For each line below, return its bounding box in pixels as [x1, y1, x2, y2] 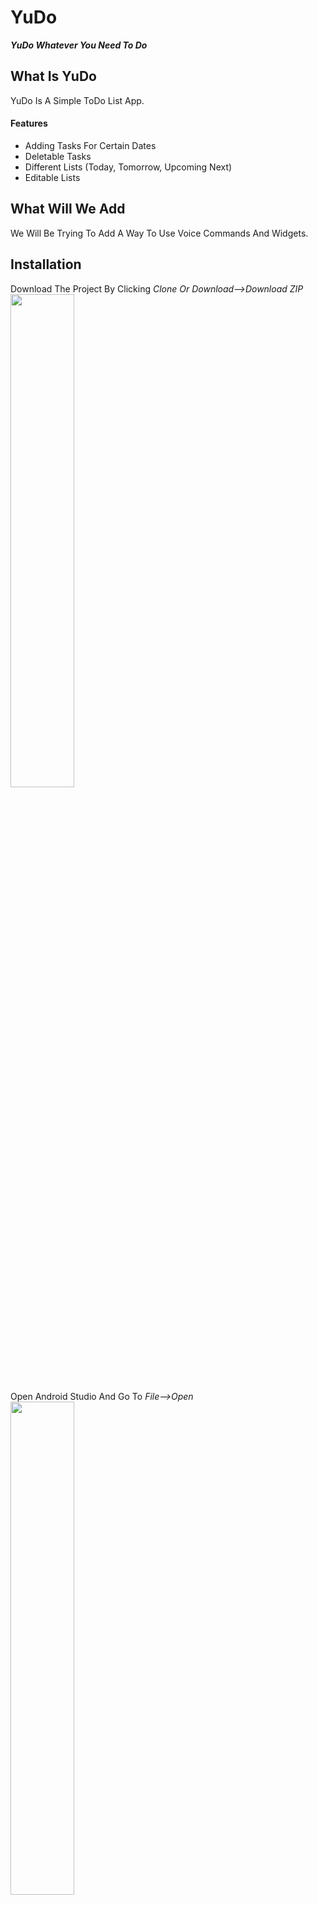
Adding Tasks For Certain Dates [24, 139, 157, 151]
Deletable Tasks [24, 150, 92, 162]
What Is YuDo [10, 68, 97, 85]
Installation [10, 256, 82, 273]
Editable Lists [24, 171, 81, 183]
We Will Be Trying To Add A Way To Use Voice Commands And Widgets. [10, 227, 309, 239]
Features [10, 117, 48, 130]
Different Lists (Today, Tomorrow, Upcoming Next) [24, 161, 233, 173]
